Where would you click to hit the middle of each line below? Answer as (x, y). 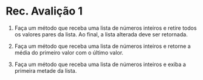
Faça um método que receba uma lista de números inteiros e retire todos (105, 28)
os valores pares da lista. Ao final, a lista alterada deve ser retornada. (101, 34)
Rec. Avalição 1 (44, 11)
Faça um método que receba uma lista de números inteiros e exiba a (100, 64)
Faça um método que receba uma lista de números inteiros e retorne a (102, 46)
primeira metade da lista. (46, 70)
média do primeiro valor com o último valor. (69, 52)
